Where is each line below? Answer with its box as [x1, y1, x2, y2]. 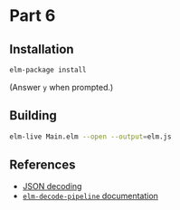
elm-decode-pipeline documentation [22, 191, 158, 202]
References [9, 157, 76, 172]
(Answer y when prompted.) [9, 81, 114, 92]
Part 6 [9, 5, 56, 26]
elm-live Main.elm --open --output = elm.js [9, 132, 172, 141]
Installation [9, 42, 74, 57]
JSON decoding [22, 181, 82, 192]
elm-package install [9, 65, 88, 74]
